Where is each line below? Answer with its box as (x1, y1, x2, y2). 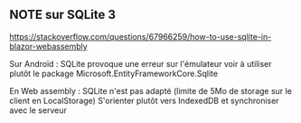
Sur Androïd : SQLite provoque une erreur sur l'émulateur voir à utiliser (9, 58, 273, 69)
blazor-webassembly (9, 41, 88, 52)
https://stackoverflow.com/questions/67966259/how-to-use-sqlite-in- (9, 31, 272, 42)
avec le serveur (9, 104, 68, 116)
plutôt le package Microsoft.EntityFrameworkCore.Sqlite (9, 68, 219, 79)
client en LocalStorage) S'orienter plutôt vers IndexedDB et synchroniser (9, 95, 279, 106)
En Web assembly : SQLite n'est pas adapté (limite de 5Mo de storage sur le (9, 85, 292, 96)
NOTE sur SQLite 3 (9, 7, 116, 23)
